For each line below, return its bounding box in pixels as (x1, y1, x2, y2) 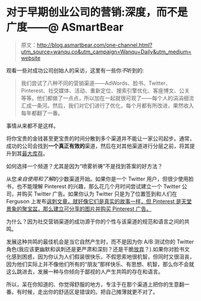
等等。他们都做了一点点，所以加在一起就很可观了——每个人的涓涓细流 (20, 94, 194, 102)
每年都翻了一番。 (20, 109, 63, 117)
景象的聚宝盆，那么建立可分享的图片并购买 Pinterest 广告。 (6, 205, 152, 212)
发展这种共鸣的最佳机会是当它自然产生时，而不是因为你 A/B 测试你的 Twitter (6, 238, 194, 245)
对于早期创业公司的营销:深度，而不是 (6, 5, 188, 19)
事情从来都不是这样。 (6, 122, 59, 129)
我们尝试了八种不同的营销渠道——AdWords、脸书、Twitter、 (20, 79, 171, 87)
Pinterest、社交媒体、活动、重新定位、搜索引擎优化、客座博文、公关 (20, 87, 190, 94)
